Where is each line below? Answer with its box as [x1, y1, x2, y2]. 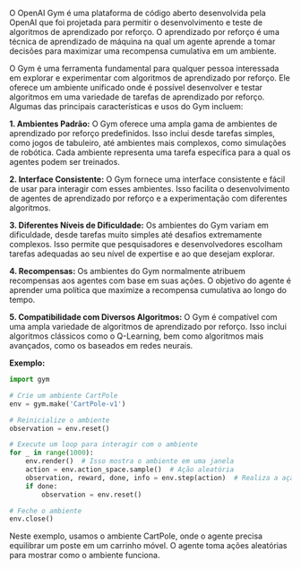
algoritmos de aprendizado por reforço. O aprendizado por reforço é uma [9, 27, 279, 37]
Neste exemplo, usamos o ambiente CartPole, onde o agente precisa [9, 530, 262, 541]
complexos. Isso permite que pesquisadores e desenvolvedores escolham [9, 239, 283, 249]
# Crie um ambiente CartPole [9, 391, 118, 400]
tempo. [9, 295, 36, 305]
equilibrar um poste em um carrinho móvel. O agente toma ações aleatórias [9, 540, 288, 551]
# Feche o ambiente [9, 506, 82, 515]
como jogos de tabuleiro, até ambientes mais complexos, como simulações [9, 138, 287, 148]
